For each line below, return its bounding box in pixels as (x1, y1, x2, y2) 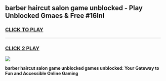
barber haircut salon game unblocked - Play (5, 4, 143, 12)
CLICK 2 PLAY (5, 45, 40, 52)
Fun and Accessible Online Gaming (5, 70, 79, 76)
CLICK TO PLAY (5, 27, 43, 33)
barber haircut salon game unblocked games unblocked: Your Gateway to (5, 65, 160, 71)
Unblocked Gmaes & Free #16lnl (5, 12, 105, 20)
